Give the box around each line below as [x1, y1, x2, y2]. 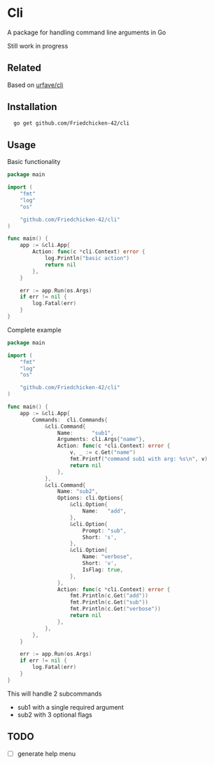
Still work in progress [7, 41, 69, 50]
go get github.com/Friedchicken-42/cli [13, 119, 130, 127]
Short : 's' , [82, 534, 117, 541]
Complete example [7, 325, 62, 334]
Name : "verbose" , [82, 553, 133, 560]
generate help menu [17, 749, 76, 758]
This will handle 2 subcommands [7, 689, 102, 698]
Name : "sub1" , [57, 429, 114, 436]
